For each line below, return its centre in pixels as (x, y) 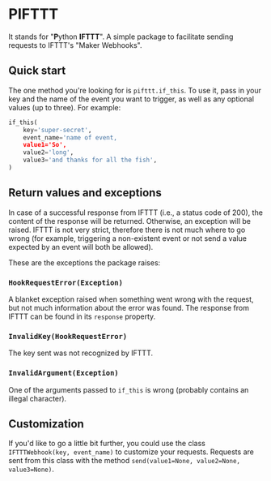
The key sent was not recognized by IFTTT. (81, 353)
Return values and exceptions (85, 193)
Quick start (37, 71)
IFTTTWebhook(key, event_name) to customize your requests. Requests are (131, 452)
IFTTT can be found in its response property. (82, 316)
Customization (47, 424)
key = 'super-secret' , (57, 130)
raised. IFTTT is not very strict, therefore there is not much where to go (127, 230)
